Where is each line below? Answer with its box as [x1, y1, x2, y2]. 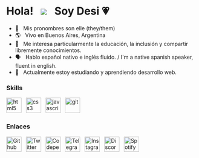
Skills [6, 84, 23, 92]
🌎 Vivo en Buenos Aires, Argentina [15, 31, 106, 39]
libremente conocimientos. [15, 47, 82, 54]
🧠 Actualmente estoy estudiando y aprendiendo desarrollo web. [15, 68, 177, 76]
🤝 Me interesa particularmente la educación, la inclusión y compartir [15, 40, 189, 47]
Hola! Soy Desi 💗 [6, 4, 109, 18]
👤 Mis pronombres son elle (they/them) [15, 24, 116, 31]
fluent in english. [15, 62, 57, 69]
